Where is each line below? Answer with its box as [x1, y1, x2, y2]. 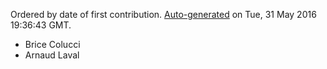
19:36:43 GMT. [10, 19, 72, 31]
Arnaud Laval [24, 49, 80, 61]
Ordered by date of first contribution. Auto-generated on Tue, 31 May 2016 [10, 9, 317, 20]
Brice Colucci [24, 39, 81, 50]
